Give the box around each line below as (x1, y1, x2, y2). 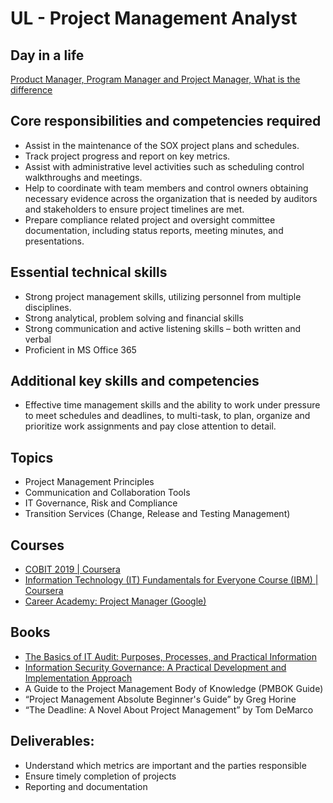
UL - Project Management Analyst (10, 7, 298, 30)
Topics (10, 449, 54, 466)
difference (10, 84, 53, 96)
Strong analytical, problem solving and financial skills (24, 312, 244, 324)
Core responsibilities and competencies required (10, 113, 322, 130)
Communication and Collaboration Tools (24, 487, 191, 499)
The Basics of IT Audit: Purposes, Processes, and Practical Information (24, 650, 317, 662)
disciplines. (24, 301, 72, 313)
